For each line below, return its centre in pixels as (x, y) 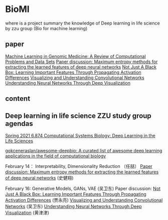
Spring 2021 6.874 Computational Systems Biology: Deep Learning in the (80, 135)
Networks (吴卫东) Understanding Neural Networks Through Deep (73, 206)
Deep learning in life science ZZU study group (78, 116)
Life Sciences (19, 141)
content (18, 99)
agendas (19, 124)
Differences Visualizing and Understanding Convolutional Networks (75, 77)
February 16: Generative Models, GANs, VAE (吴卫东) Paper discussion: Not (83, 188)
